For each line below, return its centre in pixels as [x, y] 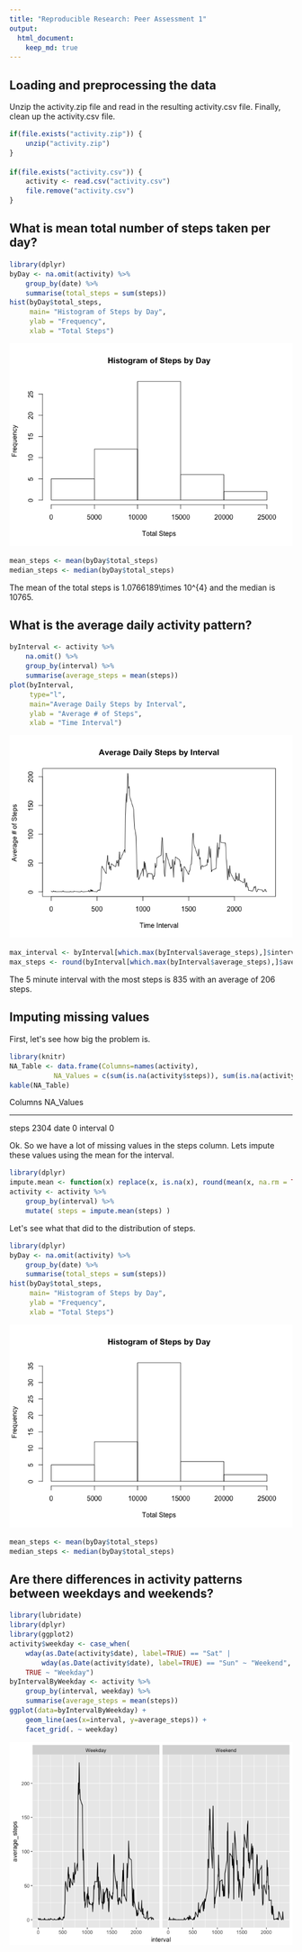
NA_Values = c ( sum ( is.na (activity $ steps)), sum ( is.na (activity [174, 1076]
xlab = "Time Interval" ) [76, 723]
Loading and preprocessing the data [113, 85]
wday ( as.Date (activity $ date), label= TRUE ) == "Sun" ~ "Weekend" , [167, 1663]
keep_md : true [52, 48]
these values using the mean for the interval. [92, 1155]
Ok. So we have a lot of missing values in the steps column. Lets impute [142, 1146]
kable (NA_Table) [40, 1085]
